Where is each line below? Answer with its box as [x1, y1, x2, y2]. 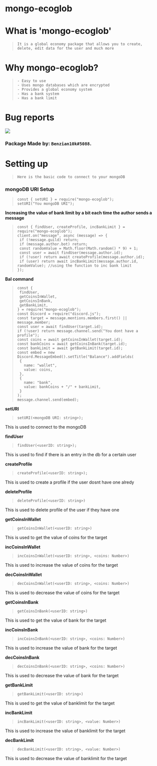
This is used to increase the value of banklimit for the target [5, 728, 126, 734]
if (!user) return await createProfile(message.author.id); [19, 255, 145, 260]
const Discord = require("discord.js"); [17, 311, 101, 317]
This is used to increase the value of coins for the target [5, 562, 118, 568]
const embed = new [17, 350, 55, 355]
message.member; [17, 320, 51, 325]
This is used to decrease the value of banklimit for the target [5, 756, 127, 762]
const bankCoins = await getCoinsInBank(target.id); [17, 342, 128, 347]
